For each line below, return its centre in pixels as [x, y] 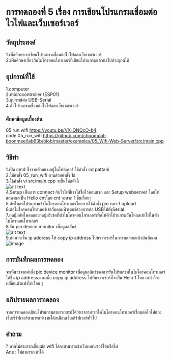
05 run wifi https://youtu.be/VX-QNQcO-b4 [51, 130]
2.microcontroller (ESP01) [33, 94]
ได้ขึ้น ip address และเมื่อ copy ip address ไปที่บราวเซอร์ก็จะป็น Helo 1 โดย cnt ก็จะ [83, 277]
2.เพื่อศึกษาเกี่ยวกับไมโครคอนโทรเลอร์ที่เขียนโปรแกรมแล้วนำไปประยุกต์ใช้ [67, 60]
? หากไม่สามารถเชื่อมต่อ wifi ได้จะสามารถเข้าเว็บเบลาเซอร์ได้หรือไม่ [62, 346]
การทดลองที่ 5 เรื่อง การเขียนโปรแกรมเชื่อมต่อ [81, 12]
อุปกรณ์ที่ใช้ [20, 77]
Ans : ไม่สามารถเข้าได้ [25, 352]
